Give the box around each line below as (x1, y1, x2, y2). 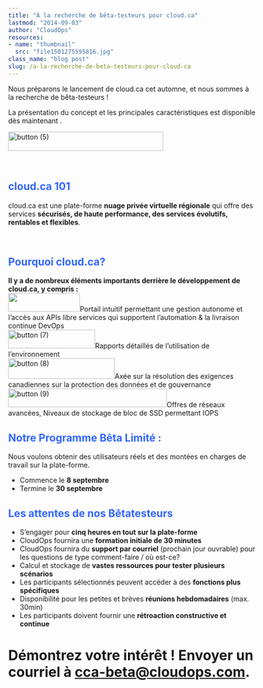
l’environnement (8, 350, 60, 359)
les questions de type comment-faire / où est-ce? (19, 552, 181, 562)
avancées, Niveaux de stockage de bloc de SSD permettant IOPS (8, 409, 219, 418)
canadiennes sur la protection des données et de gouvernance (8, 380, 212, 389)
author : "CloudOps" (8, 26, 72, 34)
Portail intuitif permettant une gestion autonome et (79, 304, 243, 314)
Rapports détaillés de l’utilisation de (95, 341, 210, 351)
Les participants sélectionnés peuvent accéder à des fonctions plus (19, 577, 241, 587)
